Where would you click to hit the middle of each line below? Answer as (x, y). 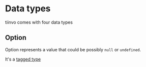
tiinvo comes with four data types (39, 22)
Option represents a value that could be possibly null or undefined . (73, 49)
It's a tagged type (23, 59)
